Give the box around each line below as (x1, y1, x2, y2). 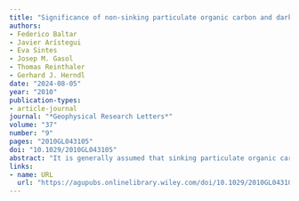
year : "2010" (9, 87, 58, 96)
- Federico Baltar (9, 29, 77, 38)
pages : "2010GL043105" (9, 137, 93, 146)
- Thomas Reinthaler (9, 63, 86, 72)
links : (9, 162, 34, 171)
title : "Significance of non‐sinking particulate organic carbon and (9, 12, 273, 22)
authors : (9, 21, 42, 30)
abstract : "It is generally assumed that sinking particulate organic (9, 153, 277, 163)
